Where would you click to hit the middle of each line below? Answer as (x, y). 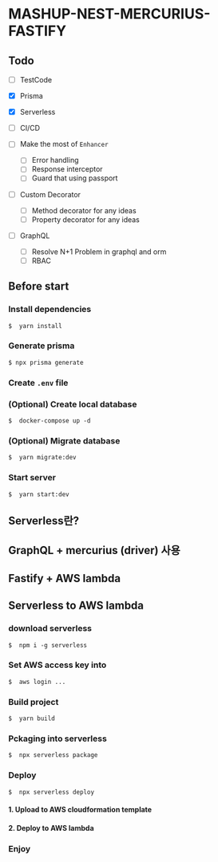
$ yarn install (35, 326)
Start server (32, 478)
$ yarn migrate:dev (43, 458)
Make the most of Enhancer (64, 144)
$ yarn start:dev (39, 494)
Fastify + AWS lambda (65, 578)
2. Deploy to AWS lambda (51, 828)
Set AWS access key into (57, 665)
